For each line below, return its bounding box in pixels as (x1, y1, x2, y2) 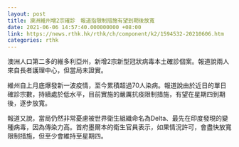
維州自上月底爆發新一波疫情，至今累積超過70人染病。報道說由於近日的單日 (7, 81, 227, 89)
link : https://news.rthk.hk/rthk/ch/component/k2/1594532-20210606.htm (7, 30, 224, 38)
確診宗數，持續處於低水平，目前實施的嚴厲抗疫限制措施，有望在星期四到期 (7, 90, 225, 99)
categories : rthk (7, 37, 59, 44)
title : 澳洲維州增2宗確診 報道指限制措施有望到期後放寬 (7, 17, 155, 24)
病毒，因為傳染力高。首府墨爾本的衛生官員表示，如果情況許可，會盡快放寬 (13, 123, 232, 131)
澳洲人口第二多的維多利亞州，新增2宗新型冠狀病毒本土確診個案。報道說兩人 (7, 58, 230, 66)
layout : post (7, 10, 46, 18)
